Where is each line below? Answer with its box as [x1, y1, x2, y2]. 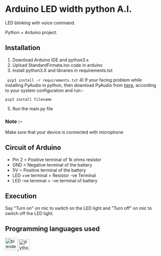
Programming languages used [5, 225, 100, 233]
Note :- [5, 118, 23, 125]
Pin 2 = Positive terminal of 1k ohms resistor [12, 157, 102, 163]
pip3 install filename [5, 97, 52, 102]
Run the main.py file [12, 105, 53, 112]
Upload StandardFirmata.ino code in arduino [12, 62, 103, 68]
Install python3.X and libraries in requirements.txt [12, 67, 113, 73]
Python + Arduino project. [5, 29, 58, 35]
